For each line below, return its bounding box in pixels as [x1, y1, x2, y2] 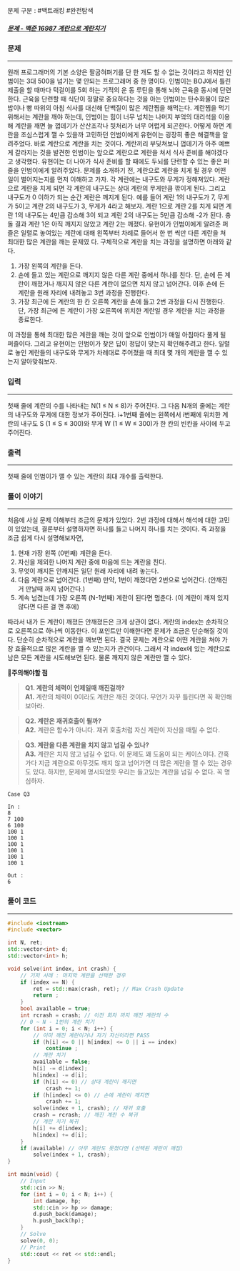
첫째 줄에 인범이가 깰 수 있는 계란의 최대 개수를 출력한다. [7, 472, 164, 480]
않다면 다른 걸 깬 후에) [17, 602, 80, 611]
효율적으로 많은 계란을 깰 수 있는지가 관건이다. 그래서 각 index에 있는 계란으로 [14, 644, 231, 653]
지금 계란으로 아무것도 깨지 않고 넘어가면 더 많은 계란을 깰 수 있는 [38, 759, 219, 767]
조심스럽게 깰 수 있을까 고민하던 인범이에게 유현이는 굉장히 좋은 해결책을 [20, 131, 221, 139]
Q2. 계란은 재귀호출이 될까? [24, 717, 102, 725]
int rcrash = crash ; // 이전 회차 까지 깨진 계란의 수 [20, 1012, 169, 1020]
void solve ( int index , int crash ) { [7, 965, 116, 972]
